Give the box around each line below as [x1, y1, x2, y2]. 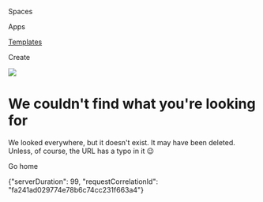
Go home [8, 161, 38, 170]
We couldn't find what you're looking [8, 95, 256, 113]
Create [8, 53, 31, 62]
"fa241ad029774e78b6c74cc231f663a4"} [8, 185, 145, 194]
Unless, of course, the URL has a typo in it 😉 [8, 146, 155, 155]
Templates [8, 37, 43, 47]
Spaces [8, 7, 33, 16]
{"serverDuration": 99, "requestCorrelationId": [8, 177, 159, 186]
